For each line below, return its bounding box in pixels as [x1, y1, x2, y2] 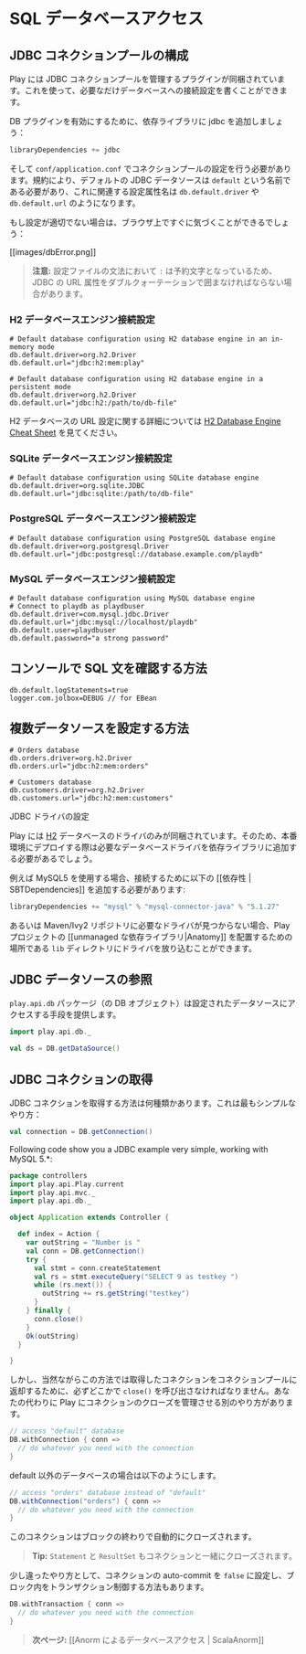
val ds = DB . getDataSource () [9, 1044, 121, 1054]
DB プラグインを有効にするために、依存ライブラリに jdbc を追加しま [9, 116, 268, 126]
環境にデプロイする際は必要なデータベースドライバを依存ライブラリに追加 [9, 842, 290, 853]
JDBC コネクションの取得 [9, 1071, 153, 1087]
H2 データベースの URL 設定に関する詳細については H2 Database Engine [9, 416, 281, 427]
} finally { [26, 1306, 71, 1316]
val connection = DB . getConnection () [9, 1127, 153, 1136]
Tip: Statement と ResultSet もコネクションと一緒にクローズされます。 [31, 1551, 297, 1562]
